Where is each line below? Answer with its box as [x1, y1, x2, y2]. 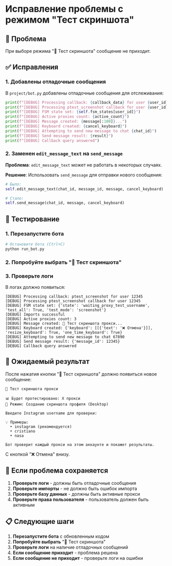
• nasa [10, 433, 24, 438]
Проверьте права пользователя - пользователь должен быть [12, 496, 149, 502]
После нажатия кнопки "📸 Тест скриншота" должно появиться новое [5, 370, 157, 377]
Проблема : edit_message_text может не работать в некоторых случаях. [5, 162, 162, 168]
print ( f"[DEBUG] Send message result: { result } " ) [5, 133, 114, 139]
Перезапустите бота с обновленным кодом [12, 533, 110, 539]
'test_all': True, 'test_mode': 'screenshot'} [5, 307, 106, 313]
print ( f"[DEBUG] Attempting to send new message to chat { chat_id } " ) [5, 128, 157, 133]
